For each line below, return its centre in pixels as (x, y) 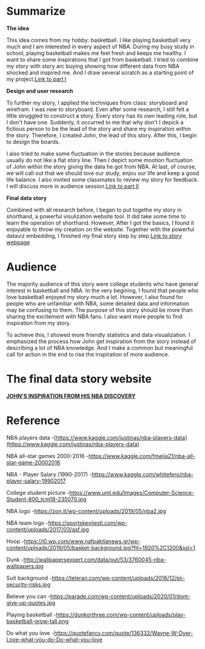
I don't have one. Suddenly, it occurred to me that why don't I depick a (95, 122)
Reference (33, 421)
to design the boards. (33, 141)
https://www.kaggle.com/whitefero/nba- (143, 474)
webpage (18, 242)
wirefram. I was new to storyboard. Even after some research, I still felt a (98, 109)
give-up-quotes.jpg (31, 603)
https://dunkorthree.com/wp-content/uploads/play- (121, 614)
